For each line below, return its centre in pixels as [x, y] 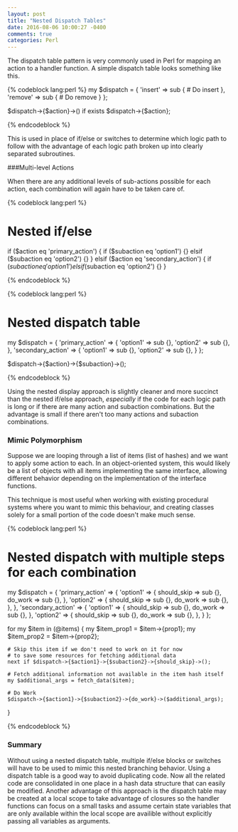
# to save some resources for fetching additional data [92, 656]
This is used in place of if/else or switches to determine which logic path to [117, 139]
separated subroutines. [42, 154]
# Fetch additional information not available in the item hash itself [115, 675]
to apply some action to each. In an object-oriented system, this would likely [119, 463]
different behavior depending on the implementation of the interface [107, 479]
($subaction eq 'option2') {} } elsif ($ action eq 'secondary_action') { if [109, 259]
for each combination [72, 572]
